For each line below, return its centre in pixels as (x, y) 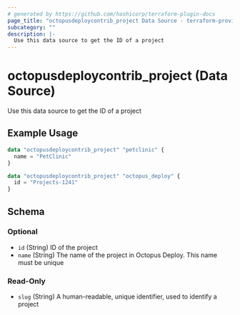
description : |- (31, 34)
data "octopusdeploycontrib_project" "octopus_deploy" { (94, 176)
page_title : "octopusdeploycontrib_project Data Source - (95, 21)
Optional (22, 231)
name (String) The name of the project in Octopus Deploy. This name (117, 255)
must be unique (41, 262)
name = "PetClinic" (43, 156)
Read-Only (27, 281)
